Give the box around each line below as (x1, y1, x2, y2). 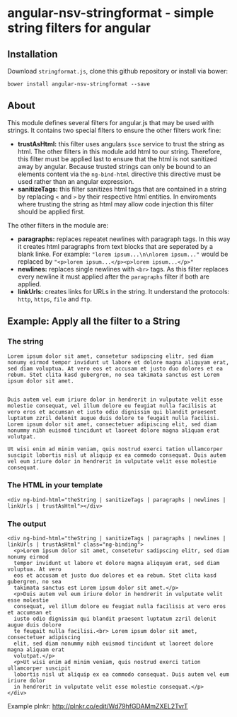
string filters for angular (7, 20, 151, 36)
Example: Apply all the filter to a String (7, 315, 180, 327)
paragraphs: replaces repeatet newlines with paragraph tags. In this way (17, 235, 231, 243)
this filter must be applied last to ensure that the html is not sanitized (17, 154, 217, 163)
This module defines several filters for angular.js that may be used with (7, 118, 214, 127)
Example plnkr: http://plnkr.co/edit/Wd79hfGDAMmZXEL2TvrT (7, 702, 189, 711)
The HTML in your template (7, 480, 103, 490)
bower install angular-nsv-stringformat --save (7, 81, 151, 88)
